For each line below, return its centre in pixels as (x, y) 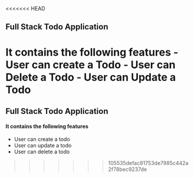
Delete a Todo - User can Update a (91, 77)
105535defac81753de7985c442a (148, 163)
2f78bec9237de (128, 169)
